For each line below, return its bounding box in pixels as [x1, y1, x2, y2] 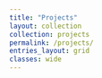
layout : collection [9, 22, 82, 30]
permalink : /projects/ [9, 38, 94, 48]
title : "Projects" [9, 13, 78, 22]
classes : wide [9, 55, 63, 64]
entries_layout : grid [9, 47, 90, 56]
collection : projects [9, 30, 90, 39]
